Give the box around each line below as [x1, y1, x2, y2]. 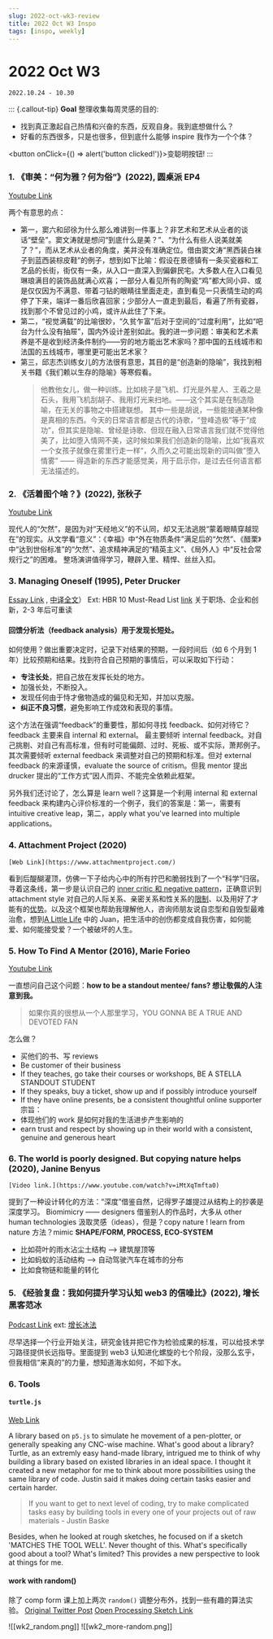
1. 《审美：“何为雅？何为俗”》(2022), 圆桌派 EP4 [8, 172, 201, 183]
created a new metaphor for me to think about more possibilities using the [8, 1465, 256, 1475]
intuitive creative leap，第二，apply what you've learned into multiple [8, 809, 240, 818]
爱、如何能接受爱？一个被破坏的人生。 [8, 924, 136, 934]
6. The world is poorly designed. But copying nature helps [8, 1153, 241, 1164]
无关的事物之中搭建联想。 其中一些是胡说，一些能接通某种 [62, 405, 257, 414]
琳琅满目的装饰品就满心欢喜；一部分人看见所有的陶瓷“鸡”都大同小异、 [19, 275, 255, 285]
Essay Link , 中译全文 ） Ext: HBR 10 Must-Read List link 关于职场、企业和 [8, 595, 252, 605]
